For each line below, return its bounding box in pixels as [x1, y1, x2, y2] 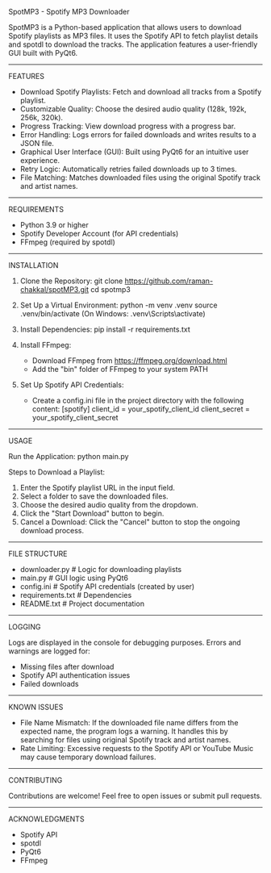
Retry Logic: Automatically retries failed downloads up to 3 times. [19, 165, 237, 173]
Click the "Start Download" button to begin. [19, 508, 165, 518]
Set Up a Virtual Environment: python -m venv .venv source [19, 300, 218, 310]
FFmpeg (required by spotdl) [19, 237, 115, 247]
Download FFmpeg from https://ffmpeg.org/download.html [31, 356, 227, 365]
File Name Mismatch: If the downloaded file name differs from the [19, 718, 239, 727]
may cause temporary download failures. [19, 752, 156, 762]
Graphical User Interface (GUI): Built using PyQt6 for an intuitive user [19, 147, 249, 157]
